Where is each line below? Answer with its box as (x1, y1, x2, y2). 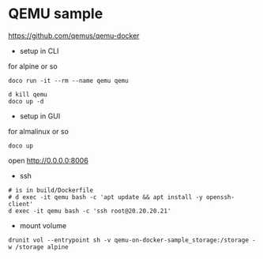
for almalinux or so (8, 126, 70, 136)
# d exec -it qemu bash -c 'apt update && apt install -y (8, 193, 203, 201)
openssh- (205, 193, 235, 201)
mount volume (19, 220, 67, 230)
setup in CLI (19, 46, 59, 55)
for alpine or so (8, 61, 58, 71)
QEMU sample (8, 5, 103, 23)
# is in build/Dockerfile (8, 186, 93, 194)
